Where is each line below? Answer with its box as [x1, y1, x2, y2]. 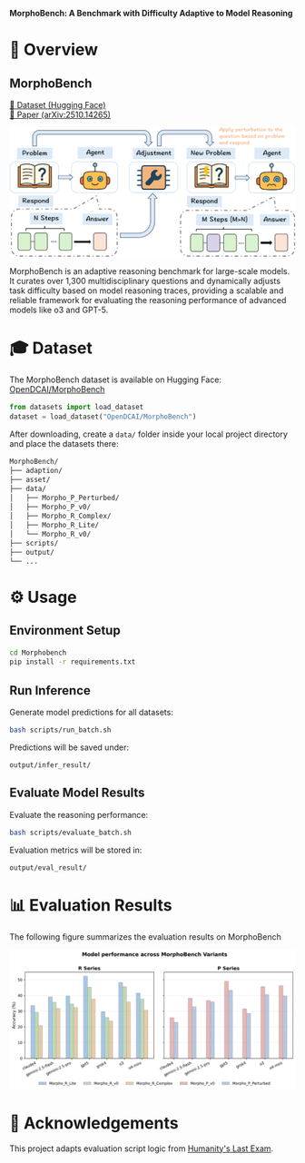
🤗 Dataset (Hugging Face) [9, 100, 106, 110]
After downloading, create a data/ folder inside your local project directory [9, 429, 289, 439]
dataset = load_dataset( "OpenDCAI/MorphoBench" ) [9, 412, 197, 421]
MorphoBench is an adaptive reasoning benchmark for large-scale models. [9, 265, 290, 276]
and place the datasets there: [9, 438, 120, 448]
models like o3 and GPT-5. [9, 304, 109, 315]
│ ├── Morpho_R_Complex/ [9, 511, 112, 520]
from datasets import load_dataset [9, 402, 144, 411]
